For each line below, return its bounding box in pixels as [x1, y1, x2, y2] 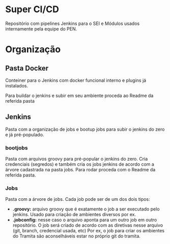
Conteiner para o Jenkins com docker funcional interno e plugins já [5, 77, 147, 83]
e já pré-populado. [5, 131, 44, 138]
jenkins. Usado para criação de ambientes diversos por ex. [12, 211, 136, 218]
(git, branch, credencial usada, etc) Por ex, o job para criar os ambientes [12, 228, 165, 234]
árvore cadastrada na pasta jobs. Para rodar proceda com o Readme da [5, 167, 156, 173]
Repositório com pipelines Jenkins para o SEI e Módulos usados [5, 20, 140, 26]
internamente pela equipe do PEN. [5, 25, 77, 32]
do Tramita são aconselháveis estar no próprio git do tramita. [12, 233, 141, 239]
